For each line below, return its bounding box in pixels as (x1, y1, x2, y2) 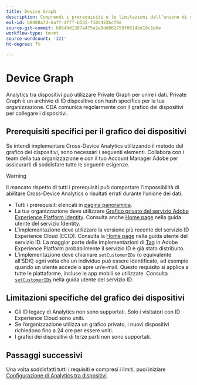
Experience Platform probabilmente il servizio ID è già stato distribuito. (14, 244, 185, 252)
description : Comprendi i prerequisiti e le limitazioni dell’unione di (6, 14, 188, 20)
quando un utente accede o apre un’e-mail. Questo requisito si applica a (14, 263, 189, 270)
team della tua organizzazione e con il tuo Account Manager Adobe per (6, 155, 179, 162)
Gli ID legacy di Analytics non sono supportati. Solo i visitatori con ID (14, 308, 181, 315)
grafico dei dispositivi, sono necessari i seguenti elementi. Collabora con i (6, 148, 185, 155)
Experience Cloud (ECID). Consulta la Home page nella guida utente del (14, 232, 188, 239)
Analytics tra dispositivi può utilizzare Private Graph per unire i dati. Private (6, 91, 187, 98)
